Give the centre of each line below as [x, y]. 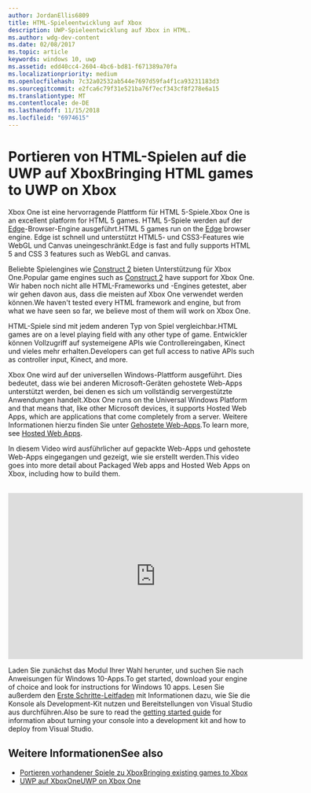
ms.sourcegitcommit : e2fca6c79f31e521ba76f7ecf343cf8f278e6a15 [114, 89]
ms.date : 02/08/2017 [42, 45]
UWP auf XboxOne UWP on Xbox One [80, 780]
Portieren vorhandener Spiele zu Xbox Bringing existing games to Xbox [134, 773]
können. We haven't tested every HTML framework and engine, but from [124, 302]
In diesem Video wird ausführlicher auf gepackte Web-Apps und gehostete [130, 448]
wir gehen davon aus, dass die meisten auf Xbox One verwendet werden [126, 294]
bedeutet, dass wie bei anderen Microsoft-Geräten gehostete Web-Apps [125, 383]
